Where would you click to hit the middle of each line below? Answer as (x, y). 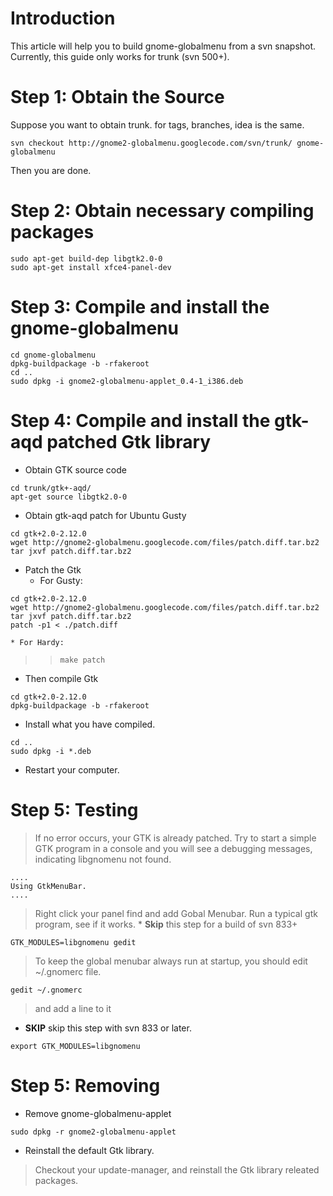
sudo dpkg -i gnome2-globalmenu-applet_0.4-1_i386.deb (127, 381)
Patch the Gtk (53, 569)
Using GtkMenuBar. (48, 886)
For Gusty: (61, 580)
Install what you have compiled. (90, 724)
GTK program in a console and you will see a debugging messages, (173, 848)
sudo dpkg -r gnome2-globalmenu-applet (93, 1132)
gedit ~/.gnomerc (46, 990)
